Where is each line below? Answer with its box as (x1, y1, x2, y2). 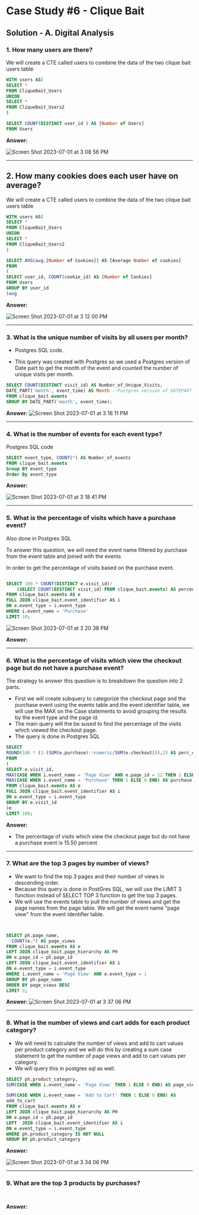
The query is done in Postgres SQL (14, 733, 100, 740)
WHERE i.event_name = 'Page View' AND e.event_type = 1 (6, 971, 147, 977)
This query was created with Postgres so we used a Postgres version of (14, 358, 191, 365)
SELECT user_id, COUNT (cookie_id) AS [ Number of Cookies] (6, 274, 152, 280)
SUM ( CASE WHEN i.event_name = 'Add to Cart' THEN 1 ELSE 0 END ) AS (6, 1092, 176, 1098)
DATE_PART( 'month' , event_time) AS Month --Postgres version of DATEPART (6, 387, 192, 394)
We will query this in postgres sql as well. (14, 1064, 115, 1072)
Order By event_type (6, 471, 57, 477)
